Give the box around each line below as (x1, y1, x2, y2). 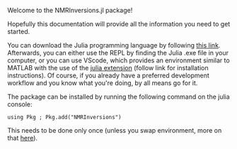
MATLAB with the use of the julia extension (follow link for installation (7, 64, 209, 72)
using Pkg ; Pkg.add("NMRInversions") (7, 114, 122, 121)
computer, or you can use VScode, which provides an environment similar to (7, 56, 230, 65)
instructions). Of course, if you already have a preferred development (7, 71, 210, 79)
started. (7, 28, 30, 35)
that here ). (7, 134, 37, 142)
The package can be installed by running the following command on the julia (7, 92, 230, 101)
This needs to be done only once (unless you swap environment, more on (7, 126, 222, 134)
